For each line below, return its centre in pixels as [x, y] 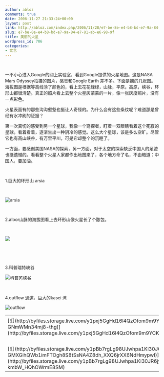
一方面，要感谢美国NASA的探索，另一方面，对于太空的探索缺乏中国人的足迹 [82, 148]
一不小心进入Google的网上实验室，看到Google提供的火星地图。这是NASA [79, 74]
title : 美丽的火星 [22, 37]
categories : [17, 46]
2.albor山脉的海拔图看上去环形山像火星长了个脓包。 [57, 219]
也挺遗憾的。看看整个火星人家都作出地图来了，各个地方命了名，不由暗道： [80, 155]
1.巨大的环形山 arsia [25, 180]
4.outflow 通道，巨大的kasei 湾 [36, 298]
